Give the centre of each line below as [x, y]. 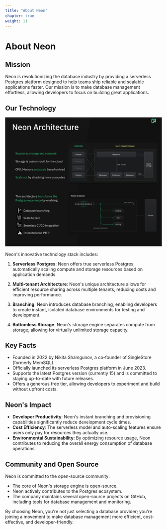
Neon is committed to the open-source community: [58, 476]
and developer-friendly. [49, 522]
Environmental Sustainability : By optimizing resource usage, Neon [81, 438]
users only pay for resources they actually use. [60, 433]
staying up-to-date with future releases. [53, 379]
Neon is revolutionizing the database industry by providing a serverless [78, 77]
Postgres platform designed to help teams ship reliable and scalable [75, 82]
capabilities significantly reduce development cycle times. [72, 422]
